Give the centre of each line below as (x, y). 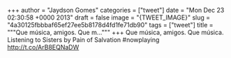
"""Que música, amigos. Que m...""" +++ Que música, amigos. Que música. (115, 32)
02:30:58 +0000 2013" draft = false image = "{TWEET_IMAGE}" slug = (109, 17)
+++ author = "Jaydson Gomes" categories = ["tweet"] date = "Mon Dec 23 (116, 10)
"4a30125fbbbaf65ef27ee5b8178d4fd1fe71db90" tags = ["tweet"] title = (111, 25)
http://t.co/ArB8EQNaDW (43, 47)
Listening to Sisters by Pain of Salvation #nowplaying (83, 40)
